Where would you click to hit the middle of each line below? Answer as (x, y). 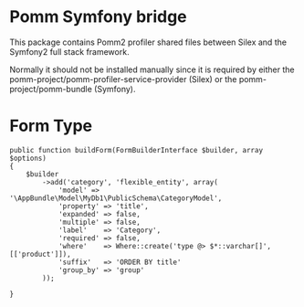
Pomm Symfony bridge (98, 17)
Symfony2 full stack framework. (69, 51)
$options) (28, 158)
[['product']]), (40, 254)
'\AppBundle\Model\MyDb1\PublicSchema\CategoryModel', (116, 198)
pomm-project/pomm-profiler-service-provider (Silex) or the (123, 79)
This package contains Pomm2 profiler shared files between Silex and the (148, 42)
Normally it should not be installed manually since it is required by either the (152, 69)
